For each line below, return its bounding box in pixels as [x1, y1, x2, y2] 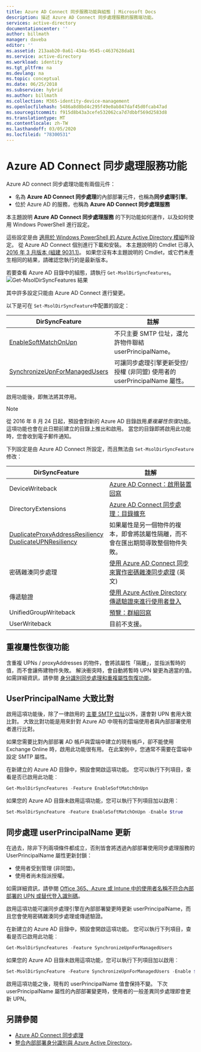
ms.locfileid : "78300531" [6, 131, 71, 138]
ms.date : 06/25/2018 [6, 82, 58, 88]
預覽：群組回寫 [109, 608, 151, 617]
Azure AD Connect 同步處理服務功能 [6, 160, 187, 173]
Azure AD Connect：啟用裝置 [109, 480, 192, 488]
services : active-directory [6, 20, 77, 26]
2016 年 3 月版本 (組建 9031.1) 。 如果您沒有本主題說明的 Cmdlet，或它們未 [6, 249, 189, 256]
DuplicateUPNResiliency [9, 537, 78, 546]
